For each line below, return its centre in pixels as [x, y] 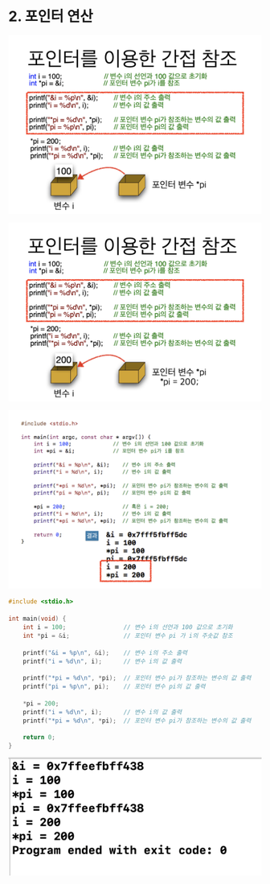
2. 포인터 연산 [51, 16]
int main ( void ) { [37, 619]
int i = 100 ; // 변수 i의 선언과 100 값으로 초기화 [128, 627]
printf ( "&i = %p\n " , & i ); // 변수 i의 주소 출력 [105, 652]
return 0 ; [39, 738]
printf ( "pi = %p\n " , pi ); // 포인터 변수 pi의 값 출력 [115, 687]
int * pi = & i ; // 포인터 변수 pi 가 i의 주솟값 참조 [128, 635]
